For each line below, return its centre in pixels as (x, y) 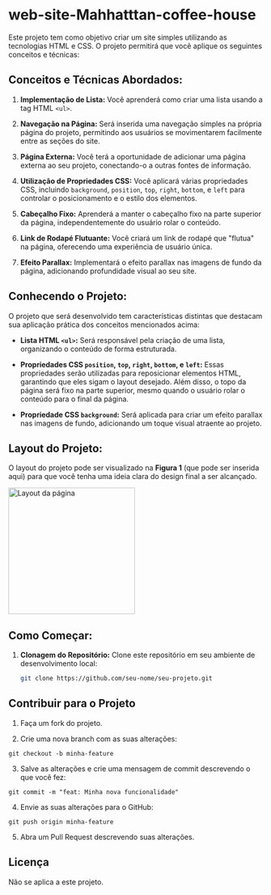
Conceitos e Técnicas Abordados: (96, 80)
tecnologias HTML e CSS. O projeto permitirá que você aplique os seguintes (135, 45)
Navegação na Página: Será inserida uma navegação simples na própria (141, 124)
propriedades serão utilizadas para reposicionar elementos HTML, (130, 373)
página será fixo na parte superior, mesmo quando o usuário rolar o (132, 390)
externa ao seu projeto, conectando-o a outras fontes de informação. (135, 165)
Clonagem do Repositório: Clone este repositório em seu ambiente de (138, 655)
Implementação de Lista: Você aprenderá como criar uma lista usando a (141, 100)
